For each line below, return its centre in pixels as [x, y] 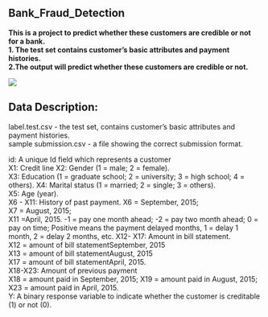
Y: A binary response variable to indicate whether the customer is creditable [134, 296]
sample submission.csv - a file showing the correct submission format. [126, 143]
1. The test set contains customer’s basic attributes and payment [119, 49]
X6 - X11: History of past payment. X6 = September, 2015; [103, 202]
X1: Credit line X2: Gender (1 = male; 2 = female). [89, 167]
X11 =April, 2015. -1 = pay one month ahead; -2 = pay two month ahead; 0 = [134, 219]
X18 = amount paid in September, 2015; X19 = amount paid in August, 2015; [133, 279]
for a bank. [27, 41]
